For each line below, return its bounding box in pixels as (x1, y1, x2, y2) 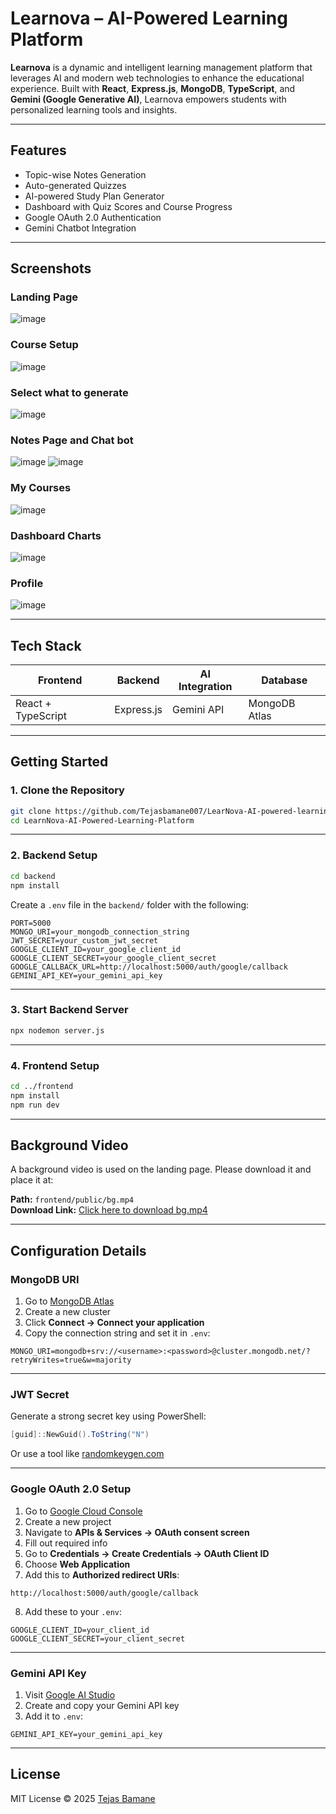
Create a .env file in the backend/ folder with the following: (10, 898, 250, 911)
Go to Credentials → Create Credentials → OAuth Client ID (24, 1547, 270, 1559)
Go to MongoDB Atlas (24, 1295, 115, 1307)
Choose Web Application (24, 1558, 131, 1570)
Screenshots (10, 260, 92, 277)
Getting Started (10, 753, 109, 771)
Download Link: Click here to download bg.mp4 (10, 1204, 208, 1216)
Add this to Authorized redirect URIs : (24, 1568, 180, 1581)
